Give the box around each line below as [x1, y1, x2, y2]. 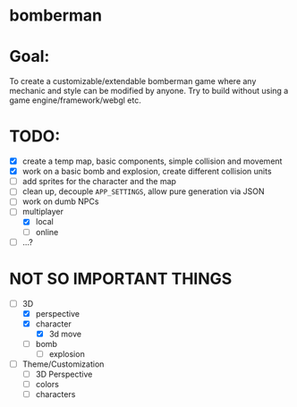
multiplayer [21, 207, 64, 217]
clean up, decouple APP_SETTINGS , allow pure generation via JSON [21, 186, 266, 197]
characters [35, 389, 76, 400]
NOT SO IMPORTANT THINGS [9, 268, 233, 289]
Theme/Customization [21, 359, 105, 369]
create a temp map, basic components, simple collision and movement [21, 156, 283, 166]
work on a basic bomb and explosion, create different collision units [21, 166, 272, 177]
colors [35, 379, 60, 390]
